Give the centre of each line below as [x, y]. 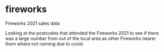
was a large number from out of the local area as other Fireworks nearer [81, 38]
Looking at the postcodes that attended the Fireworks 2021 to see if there [82, 33]
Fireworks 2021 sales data [32, 23]
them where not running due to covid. [45, 43]
